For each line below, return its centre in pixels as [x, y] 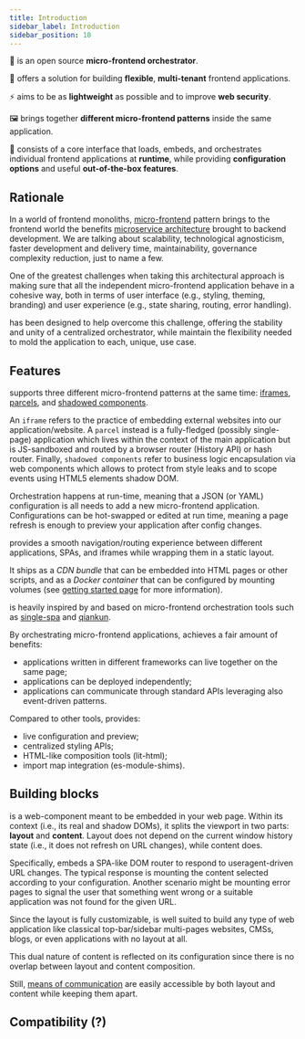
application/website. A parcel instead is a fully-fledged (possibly [131, 430]
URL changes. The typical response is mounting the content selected [139, 872]
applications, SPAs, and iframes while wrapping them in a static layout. [142, 552]
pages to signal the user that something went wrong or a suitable [131, 892]
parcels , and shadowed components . [79, 402]
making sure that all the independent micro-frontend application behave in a [152, 286]
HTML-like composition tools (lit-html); [95, 756]
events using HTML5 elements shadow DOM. [94, 478]
